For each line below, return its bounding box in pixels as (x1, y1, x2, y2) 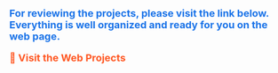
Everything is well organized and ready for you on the (9, 18, 268, 31)
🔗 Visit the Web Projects (9, 52, 126, 64)
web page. (9, 30, 60, 42)
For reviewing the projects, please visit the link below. (9, 7, 269, 19)
